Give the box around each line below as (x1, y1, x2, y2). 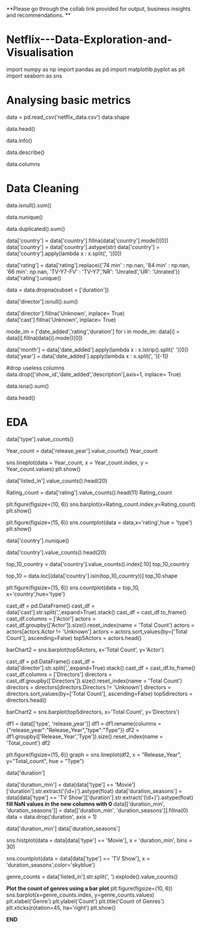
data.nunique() (6, 213, 44, 221)
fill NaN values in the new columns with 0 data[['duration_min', (6, 800, 165, 807)
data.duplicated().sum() (6, 225, 65, 232)
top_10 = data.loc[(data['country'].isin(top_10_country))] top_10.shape (6, 572, 178, 579)
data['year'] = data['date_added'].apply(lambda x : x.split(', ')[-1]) (6, 352, 168, 359)
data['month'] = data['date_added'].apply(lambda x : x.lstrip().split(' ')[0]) (6, 345, 189, 353)
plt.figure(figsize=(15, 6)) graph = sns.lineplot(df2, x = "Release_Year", (6, 751, 182, 758)
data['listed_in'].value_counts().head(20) (6, 477, 108, 484)
